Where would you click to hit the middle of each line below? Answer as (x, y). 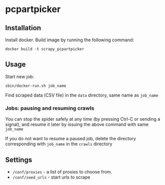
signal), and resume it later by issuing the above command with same (77, 125)
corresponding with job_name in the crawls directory (59, 144)
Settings (19, 160)
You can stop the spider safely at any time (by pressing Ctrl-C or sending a (83, 119)
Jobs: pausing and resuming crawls (50, 108)
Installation (23, 28)
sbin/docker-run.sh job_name (36, 86)
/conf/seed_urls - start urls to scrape (51, 177)
